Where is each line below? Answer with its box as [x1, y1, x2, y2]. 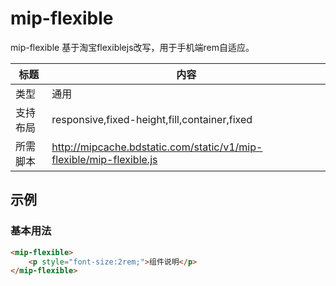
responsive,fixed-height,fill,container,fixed [51, 112, 253, 126]
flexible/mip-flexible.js [51, 152, 158, 166]
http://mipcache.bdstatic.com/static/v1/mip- [51, 140, 263, 154]
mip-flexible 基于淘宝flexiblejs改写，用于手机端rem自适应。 [10, 41, 255, 53]
